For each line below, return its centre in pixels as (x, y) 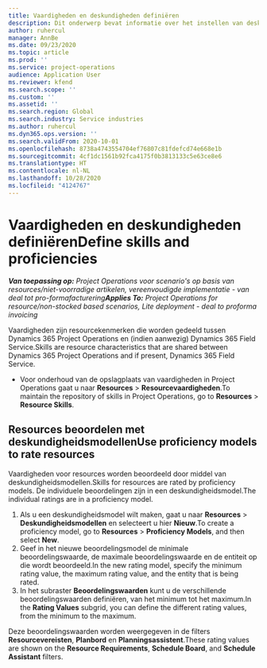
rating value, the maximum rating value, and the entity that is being (129, 573)
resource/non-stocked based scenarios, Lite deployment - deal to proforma (132, 306)
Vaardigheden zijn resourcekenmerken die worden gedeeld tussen (117, 330)
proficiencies (53, 258)
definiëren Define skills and (99, 241)
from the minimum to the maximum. (78, 616)
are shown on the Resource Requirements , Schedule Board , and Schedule (132, 648)
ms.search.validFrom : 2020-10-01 (64, 141)
